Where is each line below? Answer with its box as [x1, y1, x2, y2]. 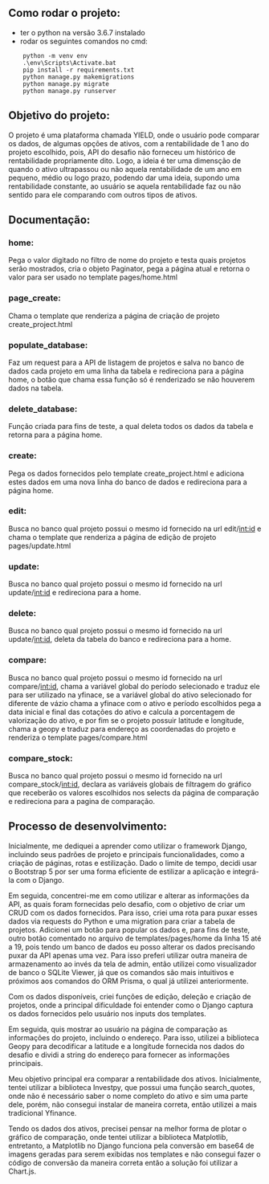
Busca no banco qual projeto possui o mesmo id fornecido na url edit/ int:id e [8, 524, 262, 533]
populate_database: [8, 339, 88, 350]
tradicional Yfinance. [8, 1108, 77, 1117]
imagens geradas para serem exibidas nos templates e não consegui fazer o [8, 1149, 261, 1159]
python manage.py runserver [22, 87, 116, 95]
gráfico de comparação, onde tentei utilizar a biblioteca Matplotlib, [8, 1132, 229, 1141]
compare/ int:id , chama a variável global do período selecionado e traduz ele [8, 681, 260, 691]
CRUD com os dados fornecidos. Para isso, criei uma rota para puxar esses [8, 908, 259, 917]
